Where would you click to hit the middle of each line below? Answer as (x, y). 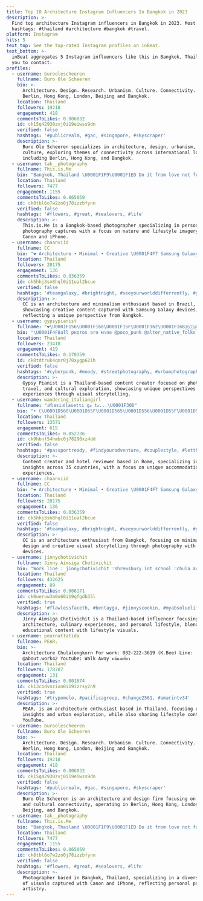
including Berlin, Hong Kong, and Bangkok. (78, 158)
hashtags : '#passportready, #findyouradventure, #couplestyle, (98, 450)
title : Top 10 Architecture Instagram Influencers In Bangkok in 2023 (97, 12)
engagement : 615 (38, 428)
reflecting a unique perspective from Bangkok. (83, 316)
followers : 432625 (40, 580)
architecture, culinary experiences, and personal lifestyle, (102, 625)
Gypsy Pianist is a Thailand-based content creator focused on (104, 383)
